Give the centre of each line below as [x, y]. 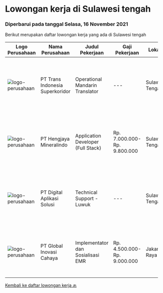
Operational [88, 79]
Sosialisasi [87, 255]
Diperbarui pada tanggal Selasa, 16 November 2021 [67, 24]
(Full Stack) [88, 148]
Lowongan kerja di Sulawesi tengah [78, 9]
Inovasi [49, 252]
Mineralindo [54, 145]
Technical [86, 192]
